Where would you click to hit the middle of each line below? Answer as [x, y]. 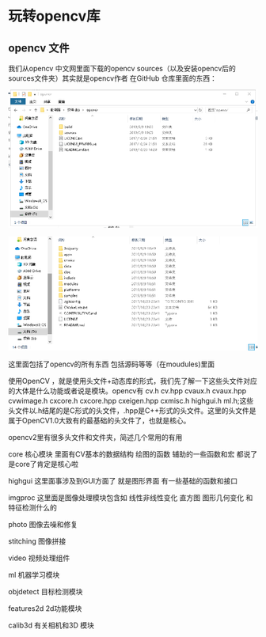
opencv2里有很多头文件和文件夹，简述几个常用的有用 [95, 438]
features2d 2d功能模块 [45, 609]
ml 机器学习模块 [34, 575]
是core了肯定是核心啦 [44, 464]
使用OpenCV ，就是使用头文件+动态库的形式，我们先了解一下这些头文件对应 [133, 381]
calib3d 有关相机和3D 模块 [51, 625]
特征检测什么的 [32, 508]
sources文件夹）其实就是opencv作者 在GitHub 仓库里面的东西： [113, 78]
